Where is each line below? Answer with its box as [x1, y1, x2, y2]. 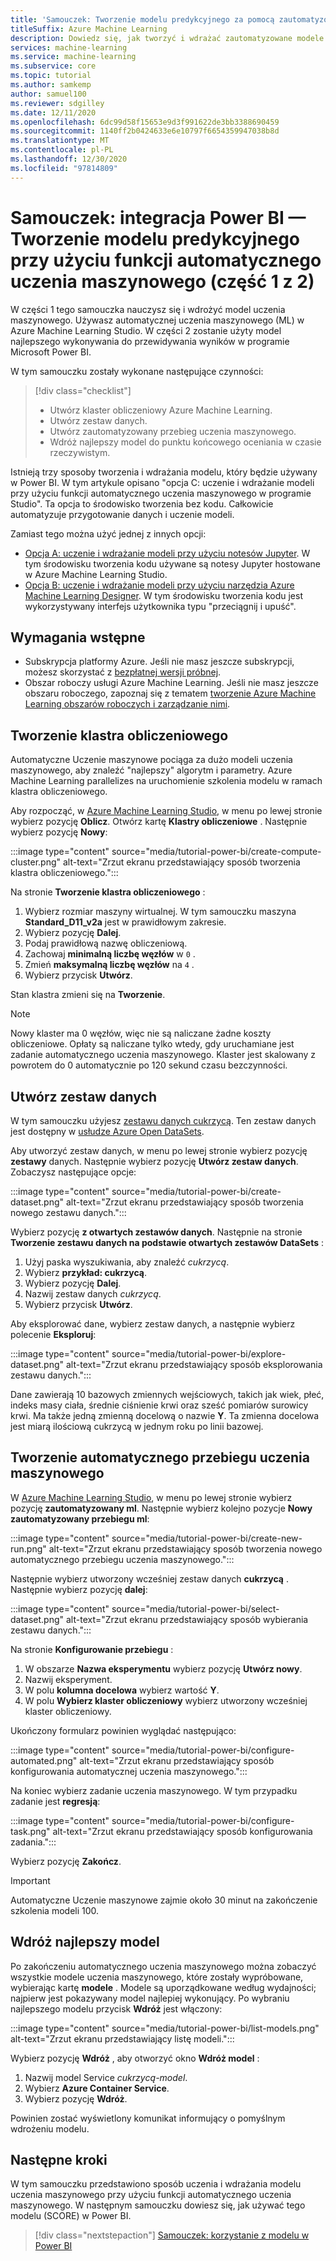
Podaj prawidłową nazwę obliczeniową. [24, 937, 188, 950]
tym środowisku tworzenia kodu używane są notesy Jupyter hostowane [24, 557, 321, 570]
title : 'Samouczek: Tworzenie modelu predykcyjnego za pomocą [10, 14, 275, 25]
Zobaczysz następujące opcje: [10, 1166, 137, 1178]
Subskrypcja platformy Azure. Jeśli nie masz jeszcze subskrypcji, [24, 656, 295, 668]
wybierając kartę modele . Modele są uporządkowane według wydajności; [10, 1981, 317, 1993]
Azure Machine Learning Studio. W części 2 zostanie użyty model [10, 324, 282, 336]
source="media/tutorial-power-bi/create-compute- [111, 846, 322, 858]
